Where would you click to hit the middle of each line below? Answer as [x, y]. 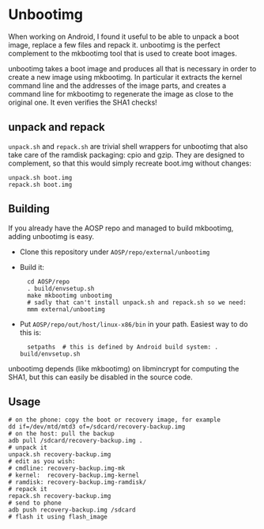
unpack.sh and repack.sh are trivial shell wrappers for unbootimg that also [128, 146]
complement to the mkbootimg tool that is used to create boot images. [123, 53]
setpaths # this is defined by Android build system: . [123, 347]
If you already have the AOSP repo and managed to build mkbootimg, [121, 228]
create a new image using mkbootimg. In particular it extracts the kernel [125, 77]
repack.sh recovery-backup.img [60, 497]
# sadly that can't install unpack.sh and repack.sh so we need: [137, 303]
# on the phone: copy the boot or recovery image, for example [115, 420]
